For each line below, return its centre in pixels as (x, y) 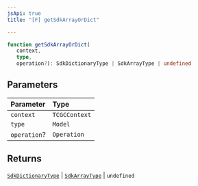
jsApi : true (24, 13)
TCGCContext (72, 115)
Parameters (33, 85)
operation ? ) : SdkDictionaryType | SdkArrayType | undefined (104, 64)
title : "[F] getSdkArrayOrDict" (53, 20)
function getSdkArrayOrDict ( (49, 44)
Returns (25, 159)
